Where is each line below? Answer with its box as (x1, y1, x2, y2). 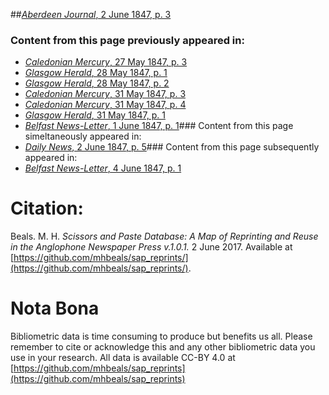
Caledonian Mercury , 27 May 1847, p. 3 (24, 56, 188, 68)
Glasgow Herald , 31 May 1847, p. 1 (24, 109, 166, 121)
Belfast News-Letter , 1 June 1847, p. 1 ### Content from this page (24, 120, 294, 132)
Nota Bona (10, 297, 100, 320)
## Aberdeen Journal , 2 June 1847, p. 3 (10, 9, 172, 20)
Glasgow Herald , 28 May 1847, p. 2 (24, 77, 170, 89)
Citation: (10, 197, 84, 220)
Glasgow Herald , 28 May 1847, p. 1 (24, 67, 168, 79)
